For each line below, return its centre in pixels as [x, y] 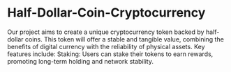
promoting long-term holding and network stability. [80, 61]
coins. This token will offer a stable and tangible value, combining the [125, 39]
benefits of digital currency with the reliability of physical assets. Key [106, 46]
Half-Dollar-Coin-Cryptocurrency [106, 13]
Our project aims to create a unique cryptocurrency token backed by [106, 32]
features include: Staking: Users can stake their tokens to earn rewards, [110, 54]
